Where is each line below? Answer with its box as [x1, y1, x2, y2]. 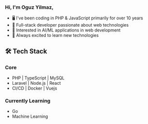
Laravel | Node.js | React [12, 80, 61, 86]
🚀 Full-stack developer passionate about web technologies [12, 22, 129, 28]
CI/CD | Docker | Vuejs [12, 85, 57, 91]
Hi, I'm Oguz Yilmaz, [5, 4, 54, 11]
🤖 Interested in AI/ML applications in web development [12, 27, 121, 33]
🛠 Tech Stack [5, 47, 47, 55]
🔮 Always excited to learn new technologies [12, 32, 99, 38]
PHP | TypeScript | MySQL [12, 75, 65, 81]
